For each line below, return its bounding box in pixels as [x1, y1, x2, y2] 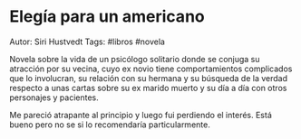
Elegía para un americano [9, 6, 206, 27]
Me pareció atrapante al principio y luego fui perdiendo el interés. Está [9, 109, 272, 120]
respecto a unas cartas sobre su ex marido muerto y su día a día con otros [9, 82, 287, 93]
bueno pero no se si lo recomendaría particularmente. [9, 119, 210, 130]
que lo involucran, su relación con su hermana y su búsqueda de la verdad [9, 72, 288, 83]
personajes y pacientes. [9, 92, 100, 103]
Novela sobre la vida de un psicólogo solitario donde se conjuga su [9, 53, 260, 64]
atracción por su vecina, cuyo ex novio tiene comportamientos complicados [9, 63, 293, 74]
